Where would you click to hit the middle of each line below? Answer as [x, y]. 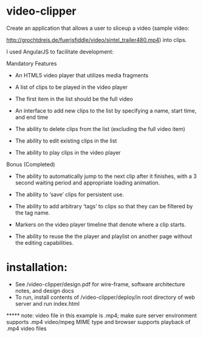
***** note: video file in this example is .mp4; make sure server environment [102, 315]
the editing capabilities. [44, 242]
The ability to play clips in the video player [68, 152]
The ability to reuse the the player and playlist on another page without [104, 236]
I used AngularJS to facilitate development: [60, 51]
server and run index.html [47, 303]
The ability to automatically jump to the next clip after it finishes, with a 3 [106, 176]
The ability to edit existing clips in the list [66, 141]
